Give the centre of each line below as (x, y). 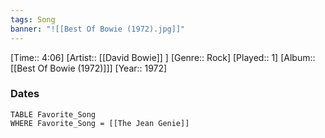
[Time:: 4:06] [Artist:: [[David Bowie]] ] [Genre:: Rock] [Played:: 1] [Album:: (163, 57)
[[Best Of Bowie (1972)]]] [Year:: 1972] (89, 68)
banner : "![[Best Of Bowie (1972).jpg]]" (98, 29)
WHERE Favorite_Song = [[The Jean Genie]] (100, 123)
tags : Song (33, 19)
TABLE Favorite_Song (53, 114)
